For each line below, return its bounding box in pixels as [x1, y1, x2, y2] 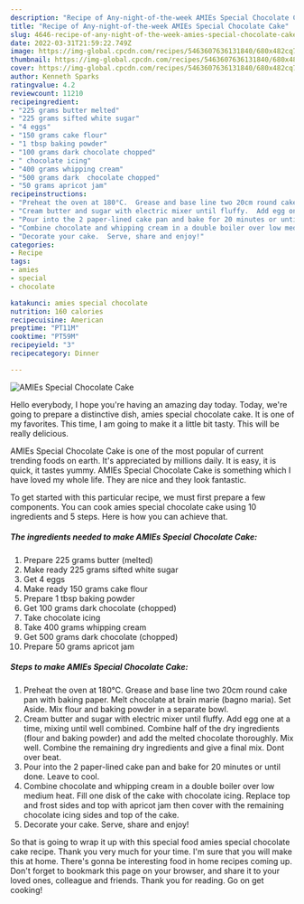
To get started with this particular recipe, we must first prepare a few [10, 492, 266, 503]
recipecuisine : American [10, 315, 104, 325]
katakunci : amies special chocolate [10, 298, 148, 307]
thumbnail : [10, 55, 51, 64]
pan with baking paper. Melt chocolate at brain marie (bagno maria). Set [23, 693, 291, 705]
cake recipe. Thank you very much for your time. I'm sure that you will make [10, 846, 292, 857]
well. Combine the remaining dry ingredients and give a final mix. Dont [23, 742, 285, 753]
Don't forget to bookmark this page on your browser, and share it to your [10, 865, 281, 876]
